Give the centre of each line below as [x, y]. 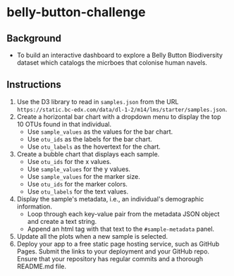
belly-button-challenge [76, 12]
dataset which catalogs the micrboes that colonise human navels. [112, 63]
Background [34, 38]
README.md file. [42, 266]
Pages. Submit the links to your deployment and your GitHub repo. [113, 251]
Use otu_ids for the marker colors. [78, 184]
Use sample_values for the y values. [79, 169]
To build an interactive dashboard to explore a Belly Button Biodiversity [120, 55]
